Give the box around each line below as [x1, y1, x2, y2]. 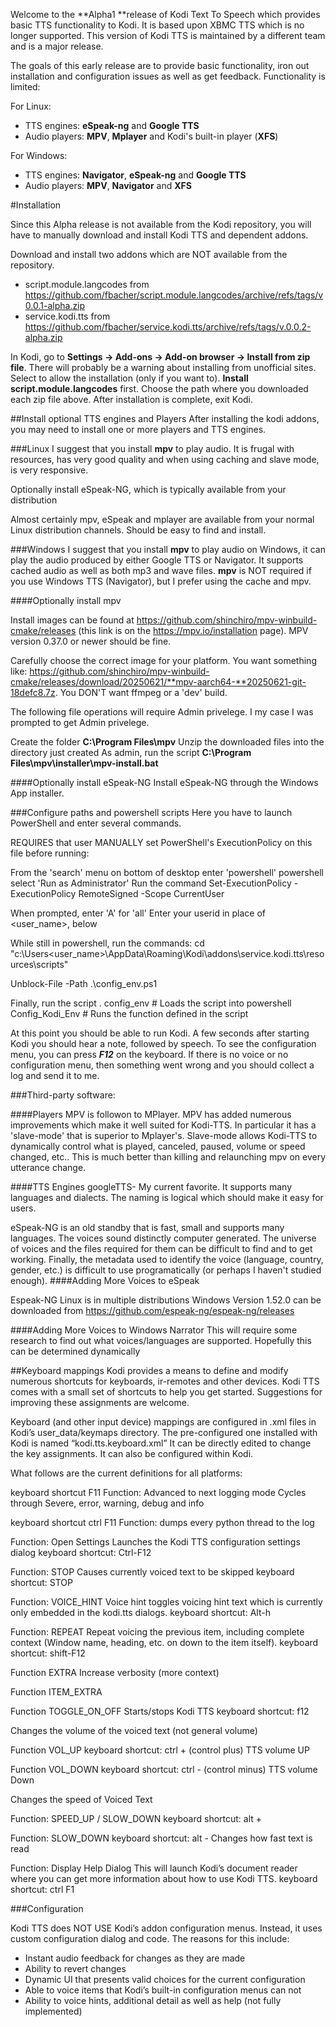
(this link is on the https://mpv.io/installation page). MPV [78, 625, 309, 636]
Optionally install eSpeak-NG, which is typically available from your [10, 484, 287, 495]
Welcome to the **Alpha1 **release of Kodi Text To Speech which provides [10, 9, 321, 20]
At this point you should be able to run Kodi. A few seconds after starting [10, 1027, 310, 1039]
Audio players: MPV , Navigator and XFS [24, 180, 192, 191]
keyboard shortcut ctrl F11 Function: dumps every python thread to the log [10, 1517, 315, 1528]
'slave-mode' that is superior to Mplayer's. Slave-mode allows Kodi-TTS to [10, 1130, 318, 1141]
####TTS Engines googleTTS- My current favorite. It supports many [10, 1181, 293, 1193]
